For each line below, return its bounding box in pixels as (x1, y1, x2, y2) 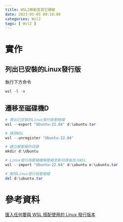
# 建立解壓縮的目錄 (5, 144, 40, 149)
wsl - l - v (5, 89, 26, 94)
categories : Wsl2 (5, 16, 41, 21)
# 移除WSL (5, 131, 24, 136)
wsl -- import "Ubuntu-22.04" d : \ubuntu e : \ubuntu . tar (5, 163, 119, 168)
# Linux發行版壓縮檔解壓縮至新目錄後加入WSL (5, 158, 86, 163)
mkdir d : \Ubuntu (5, 149, 39, 154)
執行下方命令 (5, 79, 31, 85)
